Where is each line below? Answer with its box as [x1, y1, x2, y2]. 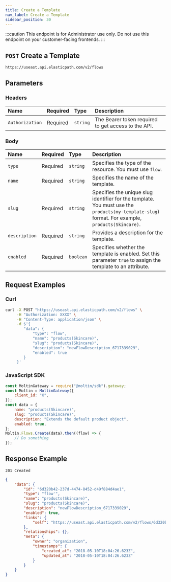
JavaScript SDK [5, 372, 45, 379]
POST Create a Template [5, 51, 80, 60]
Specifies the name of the [92, 174, 154, 182]
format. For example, [92, 214, 142, 221]
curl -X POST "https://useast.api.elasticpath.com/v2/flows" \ [5, 307, 142, 312]
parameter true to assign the [92, 257, 161, 264]
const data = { [5, 402, 38, 408]
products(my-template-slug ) [92, 208, 160, 215]
